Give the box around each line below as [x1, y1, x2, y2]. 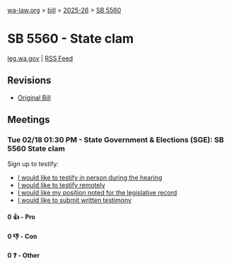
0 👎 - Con [7, 232, 37, 240]
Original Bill [17, 93, 52, 102]
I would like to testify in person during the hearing [17, 173, 162, 182]
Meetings [7, 114, 51, 126]
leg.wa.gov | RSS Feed [7, 54, 73, 62]
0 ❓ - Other [7, 251, 40, 260]
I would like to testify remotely [17, 181, 106, 189]
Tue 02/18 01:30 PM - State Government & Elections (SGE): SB [7, 135, 225, 145]
